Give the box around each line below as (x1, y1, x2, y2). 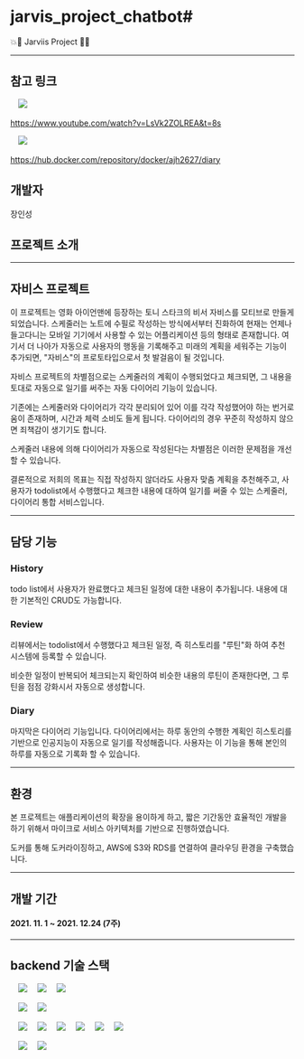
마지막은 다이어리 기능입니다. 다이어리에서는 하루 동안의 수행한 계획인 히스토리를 (10, 726, 292, 737)
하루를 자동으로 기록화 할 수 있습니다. (10, 748, 141, 760)
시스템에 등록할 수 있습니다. (10, 651, 107, 661)
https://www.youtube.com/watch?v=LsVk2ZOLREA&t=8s (10, 117, 222, 128)
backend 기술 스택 (10, 958, 110, 973)
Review (10, 617, 43, 630)
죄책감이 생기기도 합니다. (19, 425, 107, 436)
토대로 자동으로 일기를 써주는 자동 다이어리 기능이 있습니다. (10, 382, 217, 394)
